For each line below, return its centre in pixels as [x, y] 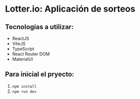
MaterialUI [22, 59]
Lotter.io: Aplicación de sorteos [70, 9]
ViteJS [19, 44]
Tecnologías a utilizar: [40, 27]
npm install [24, 86]
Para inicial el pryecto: [40, 74]
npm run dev [24, 91]
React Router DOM [31, 54]
